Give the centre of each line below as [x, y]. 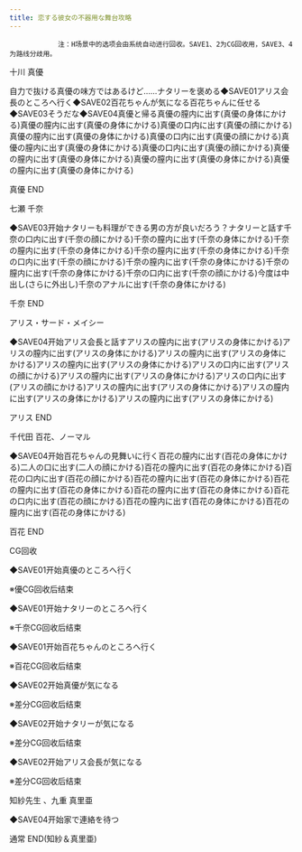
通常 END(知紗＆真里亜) [53, 838]
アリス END [31, 417]
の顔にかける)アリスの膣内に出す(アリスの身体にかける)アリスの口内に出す [148, 375]
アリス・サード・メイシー [57, 323]
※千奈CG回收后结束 [46, 627]
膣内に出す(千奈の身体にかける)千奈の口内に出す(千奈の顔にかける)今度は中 [150, 273]
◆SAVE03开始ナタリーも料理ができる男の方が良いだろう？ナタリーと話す [146, 228]
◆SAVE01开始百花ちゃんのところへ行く [83, 646]
